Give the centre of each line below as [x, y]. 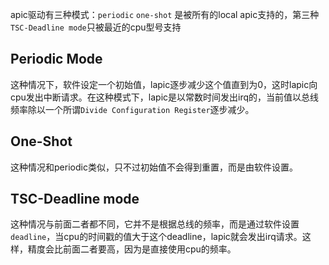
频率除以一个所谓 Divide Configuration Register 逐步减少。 [132, 109]
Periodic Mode [56, 59]
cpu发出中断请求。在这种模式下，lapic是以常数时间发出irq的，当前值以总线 [165, 97]
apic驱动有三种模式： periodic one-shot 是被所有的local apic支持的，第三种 [165, 14]
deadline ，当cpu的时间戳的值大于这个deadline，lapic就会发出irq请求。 [156, 237]
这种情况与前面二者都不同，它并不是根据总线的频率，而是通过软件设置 [155, 224]
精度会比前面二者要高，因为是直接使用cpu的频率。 [132, 249]
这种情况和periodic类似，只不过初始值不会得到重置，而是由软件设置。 [154, 167]
